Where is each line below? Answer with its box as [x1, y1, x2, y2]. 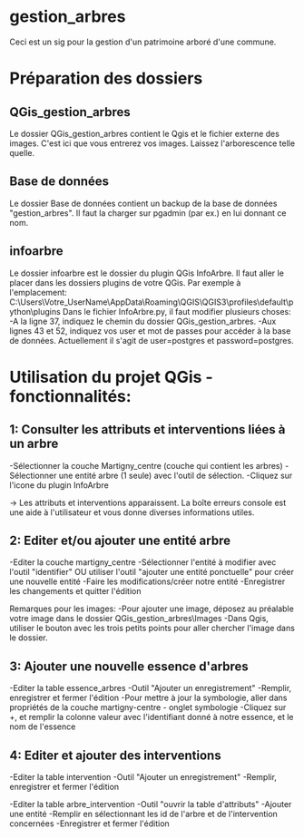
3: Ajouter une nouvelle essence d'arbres [9, 658, 250, 674]
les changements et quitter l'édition [9, 586, 142, 597]
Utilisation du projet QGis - [9, 366, 213, 387]
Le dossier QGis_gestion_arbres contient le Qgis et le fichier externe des [9, 128, 279, 139]
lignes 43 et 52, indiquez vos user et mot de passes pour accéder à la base [9, 325, 291, 336]
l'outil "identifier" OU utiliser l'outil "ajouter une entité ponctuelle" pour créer [9, 567, 295, 578]
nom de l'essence [9, 721, 76, 732]
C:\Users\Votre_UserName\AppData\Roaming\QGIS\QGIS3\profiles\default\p [9, 297, 294, 307]
